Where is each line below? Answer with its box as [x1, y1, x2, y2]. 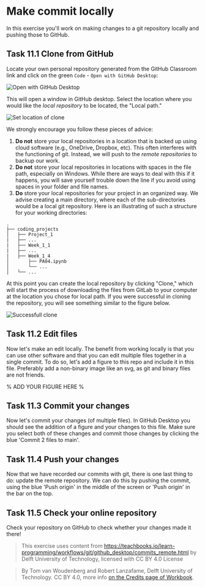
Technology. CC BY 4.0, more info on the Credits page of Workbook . [21, 574, 194, 581]
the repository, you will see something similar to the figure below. [6, 299, 171, 307]
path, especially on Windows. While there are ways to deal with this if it [15, 170, 195, 177]
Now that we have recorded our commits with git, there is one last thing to [6, 470, 193, 478]
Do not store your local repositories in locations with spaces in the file [15, 163, 192, 171]
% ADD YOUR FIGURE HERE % [6, 383, 84, 390]
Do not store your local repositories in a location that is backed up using [15, 137, 197, 144]
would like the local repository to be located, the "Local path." [6, 102, 162, 109]
